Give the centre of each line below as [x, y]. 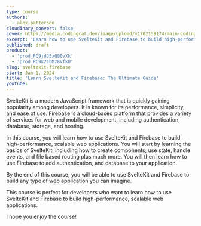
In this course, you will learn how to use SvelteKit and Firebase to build [93, 137]
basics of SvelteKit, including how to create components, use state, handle [98, 150]
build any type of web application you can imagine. [69, 181]
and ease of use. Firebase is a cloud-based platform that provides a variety [99, 113]
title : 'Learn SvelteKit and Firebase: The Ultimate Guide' [83, 78]
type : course [22, 12]
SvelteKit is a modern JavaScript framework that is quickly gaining [88, 101]
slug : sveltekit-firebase [38, 67]
